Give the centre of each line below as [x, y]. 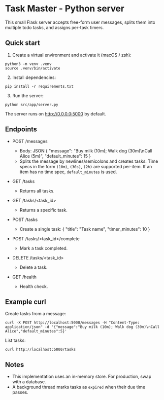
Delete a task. [33, 267]
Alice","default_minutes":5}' [36, 331]
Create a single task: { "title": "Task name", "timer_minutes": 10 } [85, 229]
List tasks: [16, 340]
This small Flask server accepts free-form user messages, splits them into [80, 22]
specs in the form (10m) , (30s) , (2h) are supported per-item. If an [86, 166]
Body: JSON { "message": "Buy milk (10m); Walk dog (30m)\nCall [86, 150]
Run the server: [28, 95]
